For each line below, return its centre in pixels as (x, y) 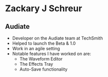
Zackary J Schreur (44, 9)
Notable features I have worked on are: (52, 54)
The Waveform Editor (41, 59)
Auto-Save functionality (43, 69)
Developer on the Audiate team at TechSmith (57, 38)
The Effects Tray (36, 64)
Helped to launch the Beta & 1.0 (44, 43)
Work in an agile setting (36, 48)
